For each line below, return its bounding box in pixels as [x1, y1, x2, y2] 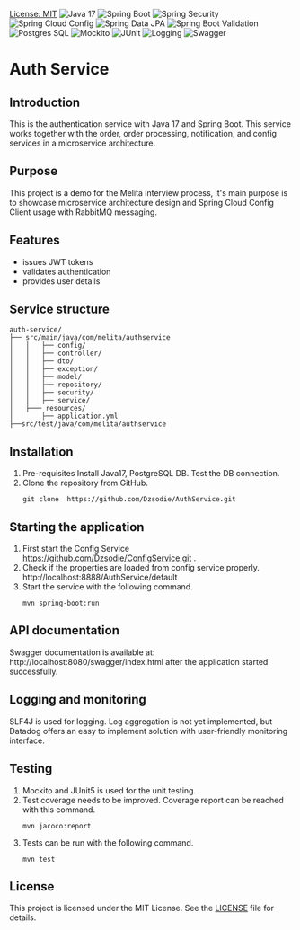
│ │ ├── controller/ [9, 349, 102, 359]
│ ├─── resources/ [9, 404, 87, 413]
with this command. [22, 804, 96, 815]
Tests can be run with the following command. [22, 837, 194, 848]
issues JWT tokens [22, 256, 93, 267]
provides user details [22, 275, 101, 287]
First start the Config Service [22, 544, 130, 554]
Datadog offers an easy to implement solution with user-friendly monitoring [9, 725, 288, 736]
